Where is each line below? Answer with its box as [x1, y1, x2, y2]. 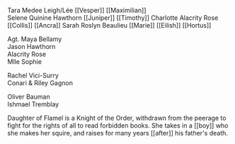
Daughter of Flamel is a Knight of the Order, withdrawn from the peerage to [7, 113, 227, 122]
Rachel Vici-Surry [7, 71, 59, 79]
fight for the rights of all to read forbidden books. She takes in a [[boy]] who [7, 121, 229, 130]
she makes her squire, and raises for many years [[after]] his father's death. [7, 129, 229, 137]
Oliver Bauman [7, 92, 51, 101]
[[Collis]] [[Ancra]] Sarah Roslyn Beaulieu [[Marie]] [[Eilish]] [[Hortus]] [7, 21, 212, 29]
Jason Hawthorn [7, 43, 56, 50]
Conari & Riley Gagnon [7, 79, 73, 87]
